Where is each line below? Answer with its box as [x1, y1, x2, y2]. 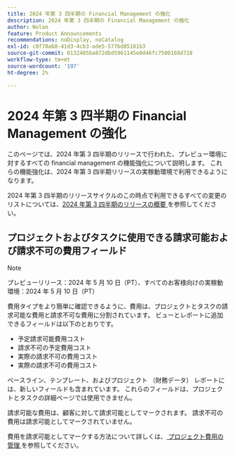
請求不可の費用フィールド [16, 244, 128, 257]
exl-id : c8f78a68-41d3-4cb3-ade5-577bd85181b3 [7, 43, 146, 50]
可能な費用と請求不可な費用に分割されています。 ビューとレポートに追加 [13, 311, 224, 319]
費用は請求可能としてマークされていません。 [7, 417, 136, 426]
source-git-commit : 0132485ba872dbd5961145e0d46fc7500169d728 [7, 50, 193, 57]
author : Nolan [7, 23, 49, 30]
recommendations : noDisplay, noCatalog [7, 37, 124, 44]
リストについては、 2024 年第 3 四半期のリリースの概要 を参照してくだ [7, 200, 210, 208]
